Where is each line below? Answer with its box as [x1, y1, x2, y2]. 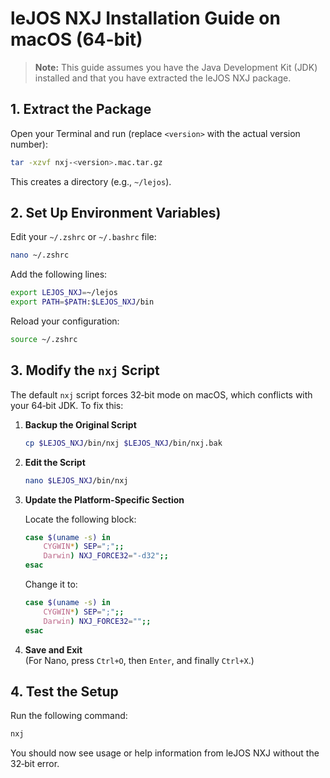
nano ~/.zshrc [10, 250, 70, 261]
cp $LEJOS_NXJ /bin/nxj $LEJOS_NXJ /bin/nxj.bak [24, 438, 223, 448]
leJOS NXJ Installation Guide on [10, 7, 281, 30]
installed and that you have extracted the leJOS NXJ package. [34, 72, 292, 84]
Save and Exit [24, 643, 83, 656]
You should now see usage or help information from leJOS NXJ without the [10, 747, 320, 759]
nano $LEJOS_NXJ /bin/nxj [24, 475, 129, 486]
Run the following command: [10, 710, 128, 722]
